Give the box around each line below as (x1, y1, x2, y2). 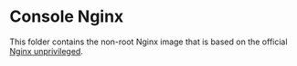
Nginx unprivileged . (9, 45, 84, 56)
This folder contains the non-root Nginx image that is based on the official (9, 36, 288, 47)
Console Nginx (9, 6, 124, 27)
